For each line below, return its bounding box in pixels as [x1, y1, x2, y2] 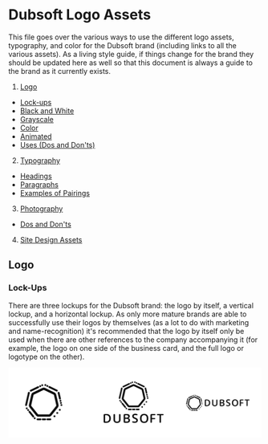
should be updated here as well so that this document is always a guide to [8, 58, 253, 67]
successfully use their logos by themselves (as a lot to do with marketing [8, 317, 250, 327]
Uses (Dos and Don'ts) [19, 140, 95, 149]
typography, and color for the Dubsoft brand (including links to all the [8, 40, 237, 50]
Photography [19, 203, 63, 214]
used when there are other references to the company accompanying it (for [8, 335, 258, 344]
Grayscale [19, 114, 54, 124]
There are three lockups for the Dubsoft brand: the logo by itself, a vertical [8, 300, 254, 310]
